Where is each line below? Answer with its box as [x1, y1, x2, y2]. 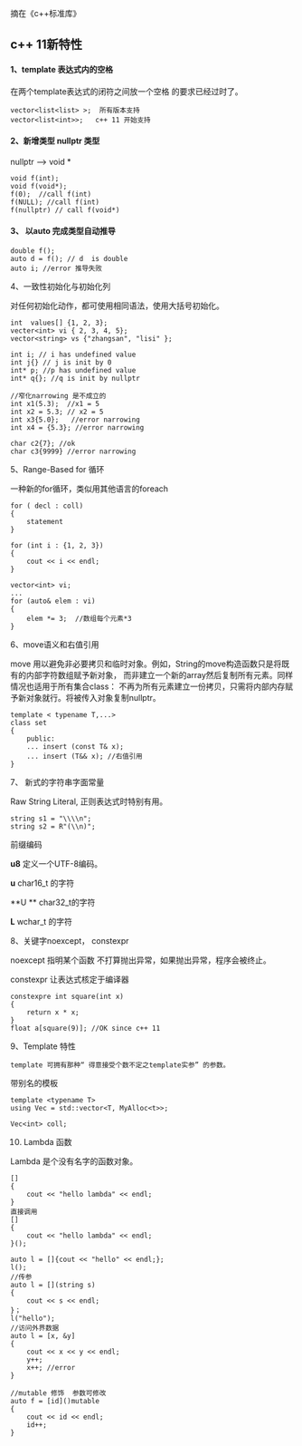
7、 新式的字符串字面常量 [10, 777, 105, 787]
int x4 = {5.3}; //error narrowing [10, 423, 145, 432]
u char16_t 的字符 [10, 878, 75, 888]
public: [26, 734, 55, 743]
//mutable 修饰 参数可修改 [10, 1389, 107, 1398]
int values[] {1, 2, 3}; [10, 318, 108, 327]
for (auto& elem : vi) [10, 597, 96, 606]
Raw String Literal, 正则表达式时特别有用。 [10, 796, 168, 807]
